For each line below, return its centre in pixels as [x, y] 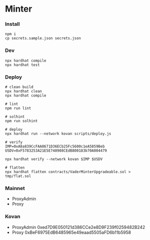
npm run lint [18, 108]
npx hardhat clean [23, 91]
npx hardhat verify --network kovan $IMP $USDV [54, 159]
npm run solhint [21, 121]
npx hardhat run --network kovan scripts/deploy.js [58, 134]
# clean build [19, 87]
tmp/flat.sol [18, 176]
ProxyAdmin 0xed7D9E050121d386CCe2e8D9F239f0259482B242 [78, 227]
